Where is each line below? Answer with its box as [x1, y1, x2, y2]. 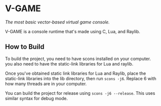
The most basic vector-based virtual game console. [5, 19, 110, 25]
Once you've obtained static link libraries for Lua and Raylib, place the [5, 70, 146, 76]
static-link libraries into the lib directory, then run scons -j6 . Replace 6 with [5, 75, 157, 81]
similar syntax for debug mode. [5, 95, 68, 101]
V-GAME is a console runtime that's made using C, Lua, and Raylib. [5, 28, 140, 34]
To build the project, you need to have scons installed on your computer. [5, 56, 151, 62]
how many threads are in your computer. [5, 81, 87, 86]
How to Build [5, 42, 45, 51]
